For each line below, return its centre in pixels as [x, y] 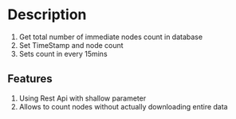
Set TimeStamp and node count [71, 45]
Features [30, 79]
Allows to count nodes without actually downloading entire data [123, 106]
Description [47, 15]
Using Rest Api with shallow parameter [83, 98]
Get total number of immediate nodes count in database [111, 37]
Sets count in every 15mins [63, 54]
